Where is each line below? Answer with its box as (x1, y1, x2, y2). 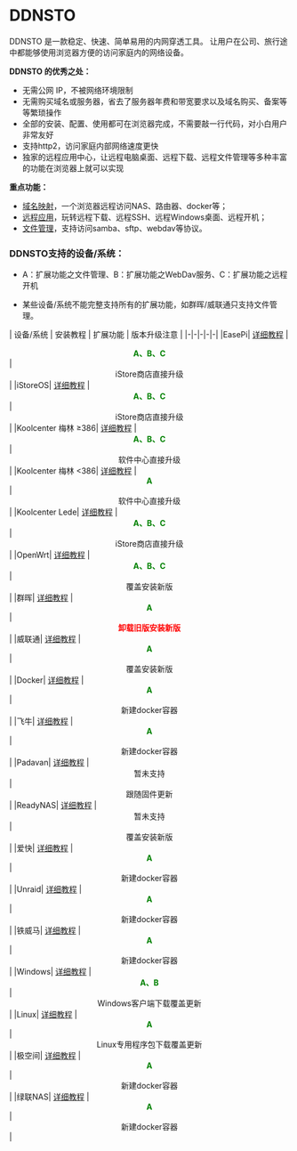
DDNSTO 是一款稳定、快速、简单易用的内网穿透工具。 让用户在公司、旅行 (9, 36, 280, 46)
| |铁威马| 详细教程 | (9, 925, 82, 936)
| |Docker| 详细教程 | (9, 675, 84, 685)
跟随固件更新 (125, 789, 173, 799)
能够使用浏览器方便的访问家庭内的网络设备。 (24, 46, 189, 58)
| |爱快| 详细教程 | (9, 843, 74, 854)
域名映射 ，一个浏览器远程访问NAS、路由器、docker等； (21, 200, 229, 211)
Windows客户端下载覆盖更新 (97, 998, 202, 1009)
